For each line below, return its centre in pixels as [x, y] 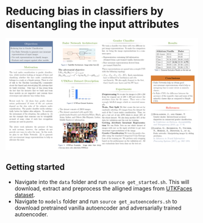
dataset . [25, 195]
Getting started [35, 167]
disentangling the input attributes [92, 24]
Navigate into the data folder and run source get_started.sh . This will [102, 182]
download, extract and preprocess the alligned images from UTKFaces [103, 188]
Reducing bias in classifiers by [85, 11]
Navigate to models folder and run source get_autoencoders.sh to [96, 201]
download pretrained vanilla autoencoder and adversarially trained [98, 208]
